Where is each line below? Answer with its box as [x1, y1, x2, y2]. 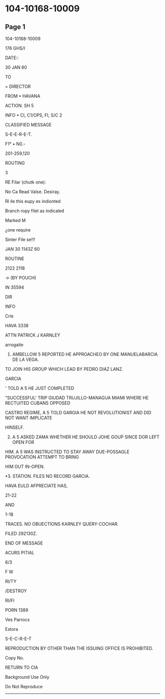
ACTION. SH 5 [5, 103, 34, 109]
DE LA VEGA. [12, 356, 39, 362]
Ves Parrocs [5, 617, 30, 622]
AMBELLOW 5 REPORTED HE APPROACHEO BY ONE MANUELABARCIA [12, 351, 158, 357]
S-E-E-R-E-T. [5, 131, 32, 137]
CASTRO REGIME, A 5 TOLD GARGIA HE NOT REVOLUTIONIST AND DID [5, 410, 151, 415]
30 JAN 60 [5, 65, 27, 70]
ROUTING [5, 160, 25, 166]
